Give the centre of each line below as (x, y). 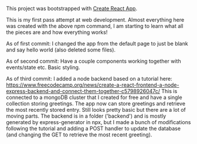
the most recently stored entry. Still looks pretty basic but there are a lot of (96, 110)
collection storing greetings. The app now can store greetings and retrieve (96, 104)
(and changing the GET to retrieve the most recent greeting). (79, 135)
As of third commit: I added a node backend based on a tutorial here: (89, 79)
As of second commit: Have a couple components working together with (94, 61)
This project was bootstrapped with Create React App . (72, 8)
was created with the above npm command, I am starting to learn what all (95, 26)
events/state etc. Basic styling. (43, 67)
